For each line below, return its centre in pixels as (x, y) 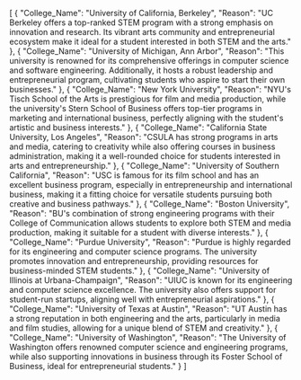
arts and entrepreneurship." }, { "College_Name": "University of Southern (145, 166)
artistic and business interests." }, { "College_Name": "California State (138, 128)
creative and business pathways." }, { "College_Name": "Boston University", (150, 204)
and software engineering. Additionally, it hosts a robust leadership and (142, 70)
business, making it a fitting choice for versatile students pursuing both (141, 194)
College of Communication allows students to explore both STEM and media (150, 223)
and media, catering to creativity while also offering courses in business (142, 146)
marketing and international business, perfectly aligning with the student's (146, 118)
